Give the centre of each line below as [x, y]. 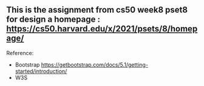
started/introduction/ [41, 71]
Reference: [20, 53]
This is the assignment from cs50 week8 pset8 [97, 10]
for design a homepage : [53, 20]
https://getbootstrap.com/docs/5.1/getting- [95, 64]
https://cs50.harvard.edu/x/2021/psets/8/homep [102, 29]
